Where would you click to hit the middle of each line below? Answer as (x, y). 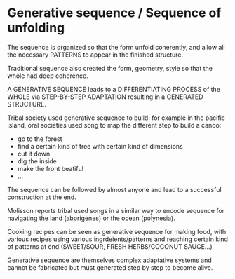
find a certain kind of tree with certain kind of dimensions (100, 146)
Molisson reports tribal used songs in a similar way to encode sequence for (116, 210)
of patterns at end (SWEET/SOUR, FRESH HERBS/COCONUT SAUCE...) (110, 246)
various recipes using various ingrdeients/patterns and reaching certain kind (117, 239)
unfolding (36, 28)
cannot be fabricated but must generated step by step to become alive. (110, 267)
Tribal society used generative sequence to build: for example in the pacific (116, 118)
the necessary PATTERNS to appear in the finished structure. (95, 55)
